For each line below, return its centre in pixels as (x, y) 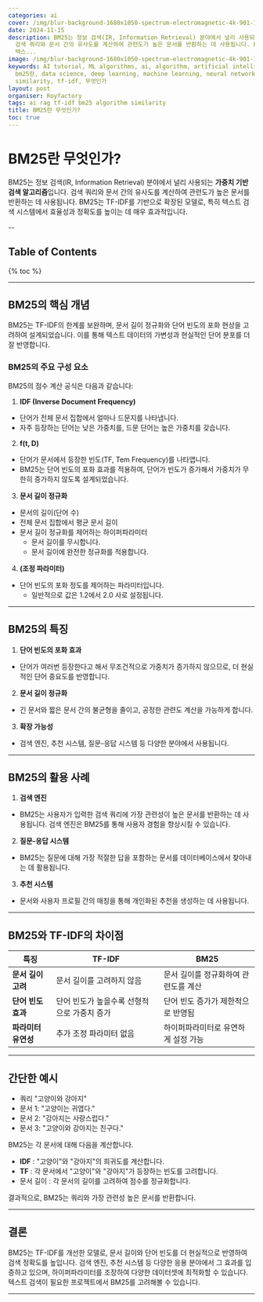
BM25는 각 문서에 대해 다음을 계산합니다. (71, 1144)
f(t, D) (29, 443)
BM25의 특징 (38, 629)
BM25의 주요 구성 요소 (48, 368)
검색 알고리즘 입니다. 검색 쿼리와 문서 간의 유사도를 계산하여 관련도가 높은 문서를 (129, 192)
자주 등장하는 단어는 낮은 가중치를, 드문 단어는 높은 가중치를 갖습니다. (125, 427)
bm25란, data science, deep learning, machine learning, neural (121, 74)
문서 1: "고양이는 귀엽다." (57, 1108)
